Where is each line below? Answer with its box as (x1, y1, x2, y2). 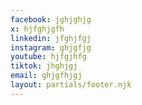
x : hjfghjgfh (10, 24, 65, 34)
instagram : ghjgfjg (10, 42, 92, 53)
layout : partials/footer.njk (10, 80, 132, 90)
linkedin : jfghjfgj (10, 33, 92, 43)
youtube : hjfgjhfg (10, 52, 87, 62)
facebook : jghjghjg (10, 14, 92, 25)
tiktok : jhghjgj (10, 61, 78, 71)
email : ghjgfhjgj (10, 71, 83, 81)
